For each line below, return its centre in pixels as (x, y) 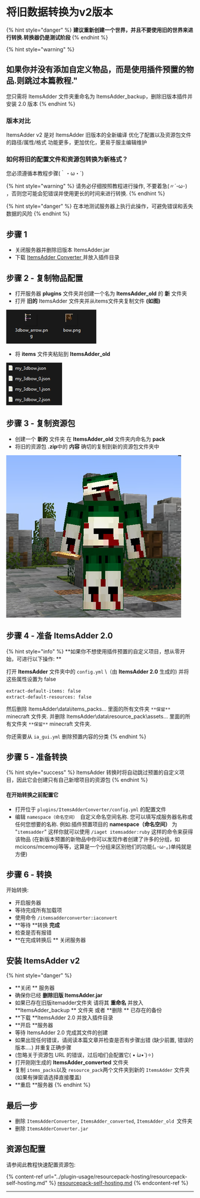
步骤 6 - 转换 (29, 875)
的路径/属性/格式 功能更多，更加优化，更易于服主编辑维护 (77, 142)
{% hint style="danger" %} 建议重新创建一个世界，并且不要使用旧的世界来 (97, 30)
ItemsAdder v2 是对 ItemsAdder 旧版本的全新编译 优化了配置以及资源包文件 (99, 135)
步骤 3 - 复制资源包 (41, 424)
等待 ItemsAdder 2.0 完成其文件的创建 (61, 1033)
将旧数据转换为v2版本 (60, 12)
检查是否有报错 (33, 933)
